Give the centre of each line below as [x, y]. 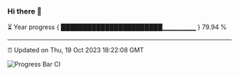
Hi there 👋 [25, 11]
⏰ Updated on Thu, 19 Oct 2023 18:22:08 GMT [76, 50]
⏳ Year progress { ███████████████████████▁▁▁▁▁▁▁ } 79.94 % [117, 27]
